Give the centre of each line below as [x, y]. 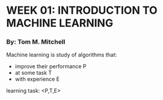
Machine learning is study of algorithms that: [62, 55]
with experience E [37, 79]
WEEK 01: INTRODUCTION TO [82, 10]
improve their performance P [51, 66]
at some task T [33, 73]
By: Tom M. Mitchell [36, 42]
